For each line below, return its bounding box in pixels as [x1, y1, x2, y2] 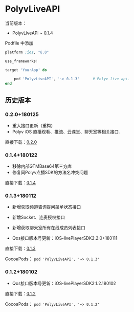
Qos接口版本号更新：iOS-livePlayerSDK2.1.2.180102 [12, 280, 116, 286]
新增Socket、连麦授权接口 [12, 214, 65, 221]
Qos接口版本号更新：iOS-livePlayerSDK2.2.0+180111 [12, 235, 118, 241]
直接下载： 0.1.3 [5, 245, 36, 251]
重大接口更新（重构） [12, 122, 55, 128]
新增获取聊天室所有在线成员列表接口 [12, 225, 86, 231]
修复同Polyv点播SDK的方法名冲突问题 [12, 170, 88, 176]
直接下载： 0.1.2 [5, 290, 36, 296]
